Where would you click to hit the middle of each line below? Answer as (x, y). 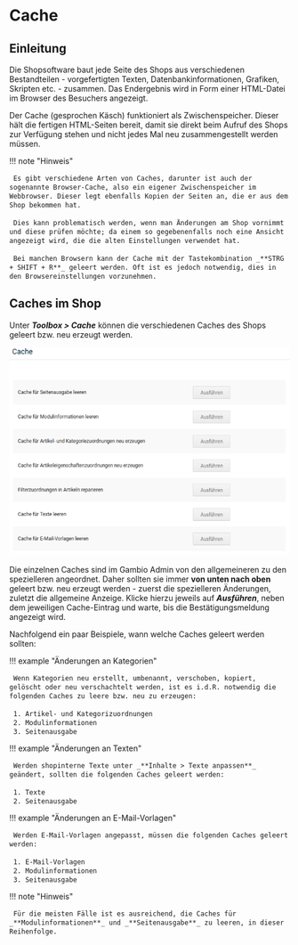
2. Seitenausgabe (45, 801)
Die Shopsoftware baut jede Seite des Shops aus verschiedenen (127, 69)
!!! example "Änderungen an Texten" (76, 748)
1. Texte (29, 792)
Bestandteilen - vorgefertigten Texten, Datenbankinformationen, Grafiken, (145, 79)
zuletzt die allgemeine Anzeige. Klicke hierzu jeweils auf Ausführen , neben (147, 598)
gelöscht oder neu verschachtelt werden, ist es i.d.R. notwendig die (143, 687)
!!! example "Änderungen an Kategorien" (83, 661)
